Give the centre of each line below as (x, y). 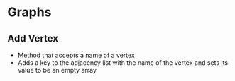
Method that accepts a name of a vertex (76, 55)
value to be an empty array (57, 70)
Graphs (29, 12)
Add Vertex (33, 38)
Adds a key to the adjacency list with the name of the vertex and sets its (123, 63)
